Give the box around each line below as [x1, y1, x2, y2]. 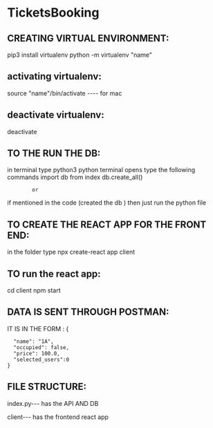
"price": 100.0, [13, 350, 60, 357]
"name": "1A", [13, 337, 54, 345]
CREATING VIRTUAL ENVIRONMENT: [7, 32, 169, 44]
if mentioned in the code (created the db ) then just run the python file [7, 198, 206, 207]
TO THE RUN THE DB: [7, 147, 101, 160]
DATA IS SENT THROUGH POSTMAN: [7, 306, 169, 318]
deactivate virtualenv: [7, 109, 105, 121]
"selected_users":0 [13, 356, 70, 363]
